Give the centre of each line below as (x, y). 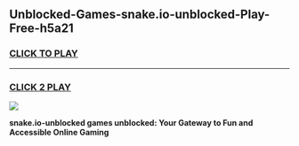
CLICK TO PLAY (44, 54)
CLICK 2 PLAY (40, 87)
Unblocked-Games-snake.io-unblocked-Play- (140, 15)
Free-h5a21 (41, 29)
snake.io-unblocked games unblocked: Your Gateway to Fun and (131, 122)
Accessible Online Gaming (59, 132)
